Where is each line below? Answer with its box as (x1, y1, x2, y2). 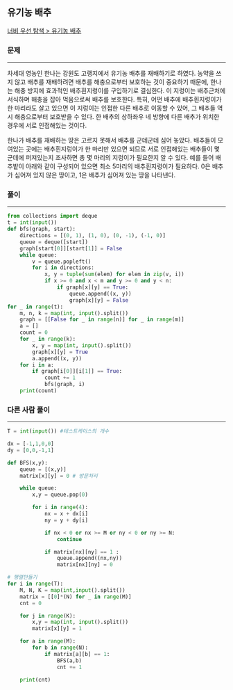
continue (56, 536, 82, 543)
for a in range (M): (19, 638, 76, 645)
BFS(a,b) (56, 657, 82, 664)
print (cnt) (19, 676, 51, 683)
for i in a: (19, 361, 54, 369)
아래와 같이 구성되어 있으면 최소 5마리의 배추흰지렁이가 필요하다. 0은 (25, 162, 211, 170)
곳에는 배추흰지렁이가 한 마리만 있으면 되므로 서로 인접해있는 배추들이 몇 (25, 145, 221, 153)
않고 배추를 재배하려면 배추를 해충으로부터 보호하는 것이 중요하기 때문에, (14, 78, 209, 86)
